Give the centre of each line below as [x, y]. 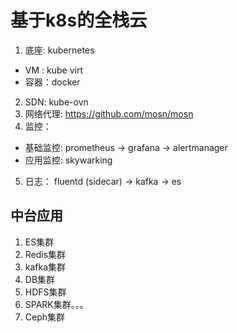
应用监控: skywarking [68, 160]
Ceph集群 [45, 317]
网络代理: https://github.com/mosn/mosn [109, 113]
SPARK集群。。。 [56, 304]
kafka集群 [45, 267]
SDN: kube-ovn [56, 102]
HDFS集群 [45, 292]
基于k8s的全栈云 [79, 20]
